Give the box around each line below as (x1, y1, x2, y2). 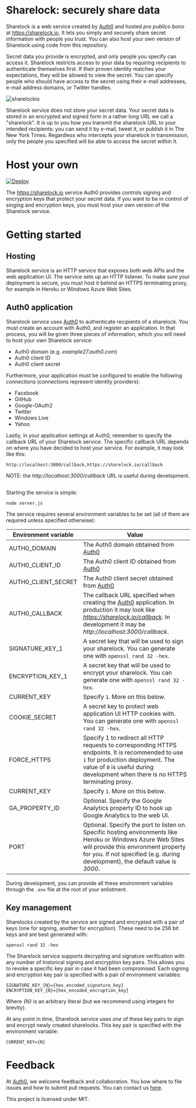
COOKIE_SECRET (9, 713, 57, 722)
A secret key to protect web (83, 702, 159, 711)
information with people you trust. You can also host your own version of (6, 35, 181, 42)
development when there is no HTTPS (83, 770, 187, 778)
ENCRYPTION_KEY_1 (9, 673, 68, 681)
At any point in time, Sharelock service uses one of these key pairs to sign (6, 1015, 184, 1022)
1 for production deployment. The (83, 756, 175, 764)
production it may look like (83, 606, 156, 614)
